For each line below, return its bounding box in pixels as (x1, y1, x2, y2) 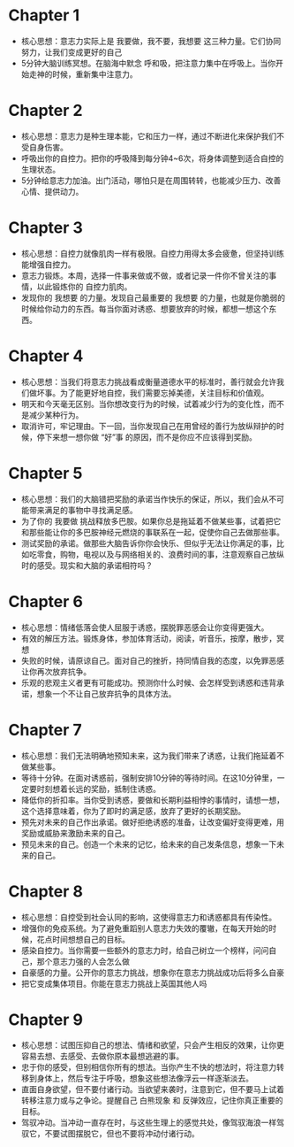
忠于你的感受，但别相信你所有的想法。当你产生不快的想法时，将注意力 (20, 1062, 277, 1073)
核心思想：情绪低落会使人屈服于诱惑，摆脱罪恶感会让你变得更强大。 (20, 621, 269, 633)
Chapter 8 (8, 881, 83, 901)
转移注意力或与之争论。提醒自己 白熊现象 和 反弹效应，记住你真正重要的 (20, 1095, 283, 1106)
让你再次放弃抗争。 (20, 666, 92, 677)
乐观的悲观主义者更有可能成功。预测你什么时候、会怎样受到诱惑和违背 (20, 677, 277, 688)
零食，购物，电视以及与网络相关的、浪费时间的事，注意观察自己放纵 (36, 549, 284, 559)
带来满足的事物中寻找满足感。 (28, 504, 138, 515)
